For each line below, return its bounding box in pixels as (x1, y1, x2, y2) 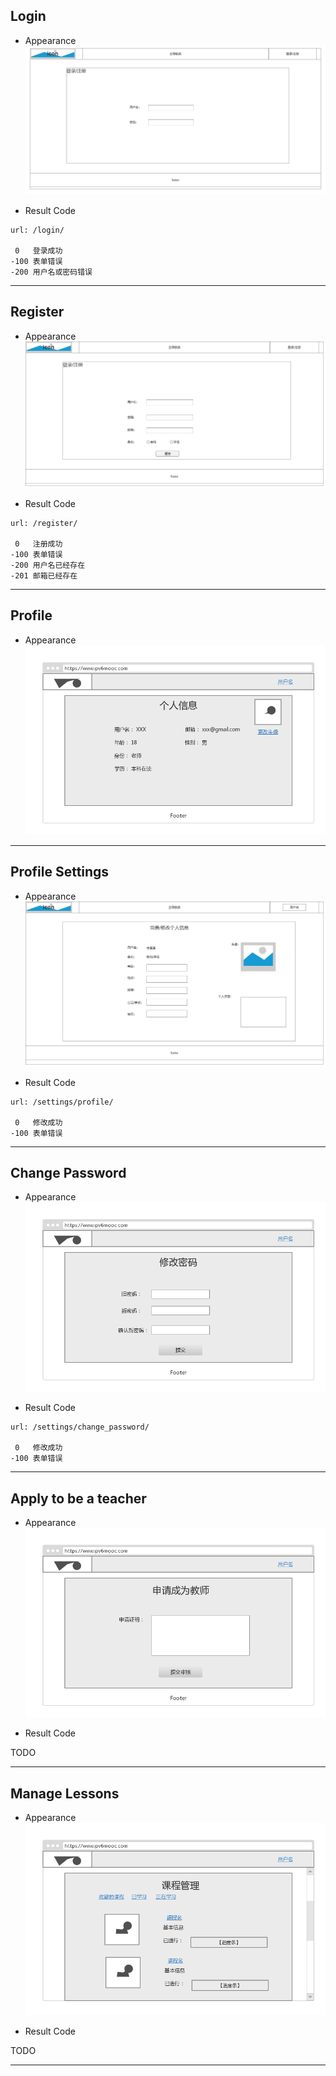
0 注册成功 (14, 539, 63, 549)
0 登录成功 (14, 246, 63, 256)
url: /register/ (10, 518, 78, 528)
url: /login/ (10, 225, 65, 236)
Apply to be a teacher (10, 1490, 147, 1507)
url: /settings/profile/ (10, 1097, 114, 1107)
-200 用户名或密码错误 (10, 267, 93, 278)
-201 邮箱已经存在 (10, 570, 78, 581)
